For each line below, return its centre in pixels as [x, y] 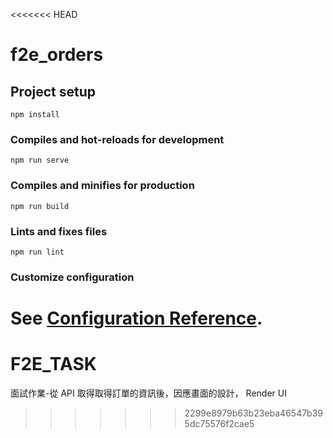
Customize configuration [72, 277]
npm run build [40, 206]
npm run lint [37, 252]
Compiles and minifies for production [102, 186]
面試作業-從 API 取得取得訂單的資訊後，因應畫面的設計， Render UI [148, 393]
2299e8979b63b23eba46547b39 [254, 413]
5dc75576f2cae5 [219, 423]
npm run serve [40, 160]
